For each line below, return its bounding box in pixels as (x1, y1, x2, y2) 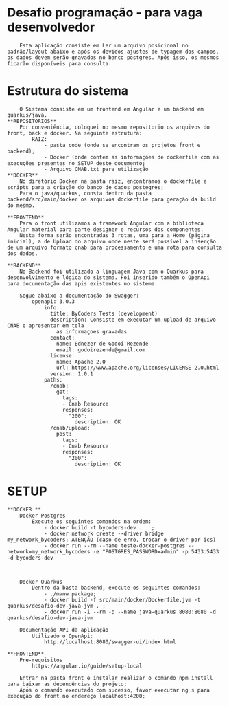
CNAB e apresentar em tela (7, 322, 84, 329)
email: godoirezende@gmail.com (56, 346, 146, 353)
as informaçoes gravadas (56, 328, 128, 335)
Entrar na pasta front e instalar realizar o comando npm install (19, 674, 213, 681)
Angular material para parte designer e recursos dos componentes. (7, 225, 204, 233)
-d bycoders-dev (7, 554, 53, 561)
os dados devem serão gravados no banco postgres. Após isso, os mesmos (7, 54, 219, 61)
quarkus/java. (7, 111, 48, 118)
